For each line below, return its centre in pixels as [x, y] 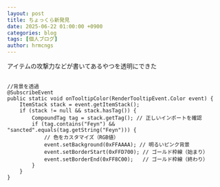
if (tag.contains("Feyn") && [74, 124]
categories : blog [32, 33]
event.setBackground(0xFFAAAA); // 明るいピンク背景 [117, 145]
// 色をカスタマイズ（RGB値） [81, 137]
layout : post [26, 13]
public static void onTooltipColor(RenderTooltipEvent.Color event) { [110, 99]
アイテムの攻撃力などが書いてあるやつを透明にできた [82, 66]
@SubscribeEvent [30, 92]
